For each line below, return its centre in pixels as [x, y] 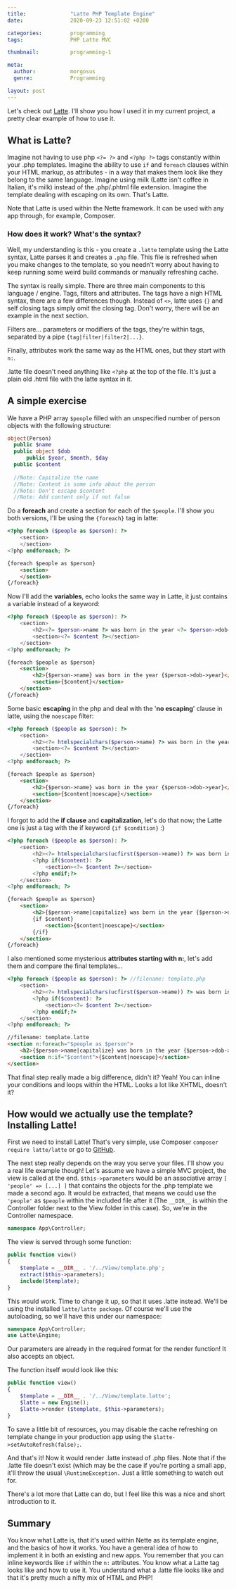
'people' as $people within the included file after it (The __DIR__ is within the [118, 1200]
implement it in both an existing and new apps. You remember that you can [116, 1555]
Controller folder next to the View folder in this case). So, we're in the [107, 1208]
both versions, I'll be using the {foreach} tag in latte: [83, 518]
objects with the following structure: [59, 425]
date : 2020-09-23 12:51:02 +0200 [78, 20]
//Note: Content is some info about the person [85, 484]
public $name [33, 445]
